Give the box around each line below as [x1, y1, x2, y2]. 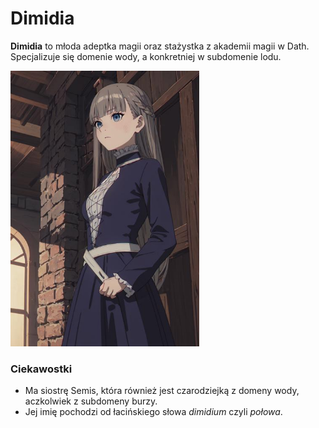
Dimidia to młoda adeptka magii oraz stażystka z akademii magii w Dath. [10, 40, 310, 52]
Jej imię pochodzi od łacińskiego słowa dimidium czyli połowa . [24, 406, 283, 418]
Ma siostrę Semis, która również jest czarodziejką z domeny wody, [24, 385, 300, 397]
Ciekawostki [10, 362, 73, 376]
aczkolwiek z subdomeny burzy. [24, 395, 158, 407]
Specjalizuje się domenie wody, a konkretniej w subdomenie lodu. [10, 50, 282, 62]
